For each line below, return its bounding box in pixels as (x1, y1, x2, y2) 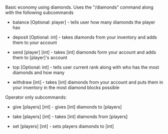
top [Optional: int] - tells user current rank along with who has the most (12, 64, 159, 70)
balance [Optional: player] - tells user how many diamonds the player (12, 19, 155, 25)
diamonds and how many (12, 69, 65, 75)
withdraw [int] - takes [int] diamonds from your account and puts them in (12, 79, 163, 85)
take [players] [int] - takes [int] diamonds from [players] (12, 113, 128, 119)
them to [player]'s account (12, 54, 68, 60)
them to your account (12, 39, 57, 45)
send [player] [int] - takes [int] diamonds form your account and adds (12, 49, 156, 55)
